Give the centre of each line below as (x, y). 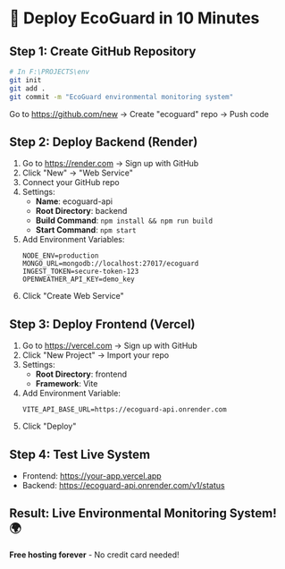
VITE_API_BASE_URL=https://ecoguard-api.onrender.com (124, 410)
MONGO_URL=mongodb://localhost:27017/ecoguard (110, 264)
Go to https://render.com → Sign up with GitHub (110, 164)
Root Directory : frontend (81, 374)
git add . (28, 89)
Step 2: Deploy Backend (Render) (104, 142)
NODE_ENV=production (60, 256)
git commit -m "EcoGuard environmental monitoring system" (122, 97)
